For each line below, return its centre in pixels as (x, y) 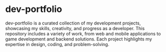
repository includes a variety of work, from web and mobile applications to (83, 33)
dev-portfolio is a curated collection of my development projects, (73, 23)
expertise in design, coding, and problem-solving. (57, 44)
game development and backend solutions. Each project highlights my (79, 39)
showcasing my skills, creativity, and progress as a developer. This (75, 28)
